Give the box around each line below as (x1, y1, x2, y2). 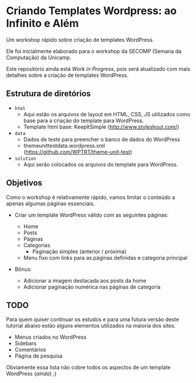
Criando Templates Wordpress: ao (6, 4, 177, 18)
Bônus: (14, 266, 32, 273)
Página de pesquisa (14, 352, 63, 359)
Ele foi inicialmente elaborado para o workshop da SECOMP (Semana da (6, 47, 182, 54)
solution (14, 155, 36, 162)
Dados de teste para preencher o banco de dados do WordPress (23, 136, 181, 143)
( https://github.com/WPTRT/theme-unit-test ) (23, 148, 132, 155)
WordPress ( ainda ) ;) (6, 370, 57, 377)
